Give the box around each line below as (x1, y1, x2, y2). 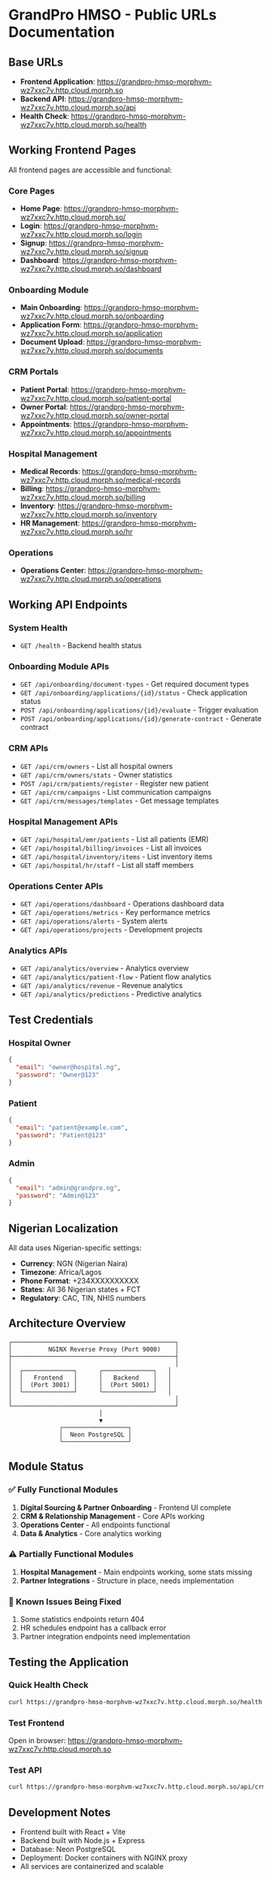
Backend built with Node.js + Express (19, 1836, 146, 1845)
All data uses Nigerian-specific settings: (8, 1243, 142, 1253)
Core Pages (8, 185, 55, 196)
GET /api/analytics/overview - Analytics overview (19, 964, 189, 974)
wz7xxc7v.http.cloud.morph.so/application (19, 329, 164, 339)
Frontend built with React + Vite (19, 1827, 126, 1837)
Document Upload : (19, 337, 85, 347)
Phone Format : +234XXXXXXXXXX (19, 1276, 139, 1286)
